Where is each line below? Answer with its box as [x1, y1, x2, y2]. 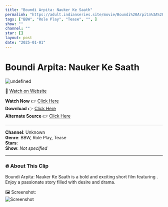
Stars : [5, 140, 18, 146]
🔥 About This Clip [5, 162, 49, 169]
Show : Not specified [5, 145, 47, 151]
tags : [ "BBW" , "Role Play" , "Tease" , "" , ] [5, 17, 97, 22]
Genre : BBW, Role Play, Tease [5, 134, 66, 140]
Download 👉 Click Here [5, 105, 56, 111]
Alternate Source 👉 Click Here [5, 113, 71, 119]
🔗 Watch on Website [5, 88, 47, 94]
